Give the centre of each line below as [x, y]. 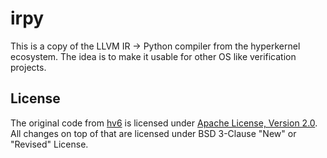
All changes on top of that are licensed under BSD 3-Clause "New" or [153, 133]
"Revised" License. [49, 144]
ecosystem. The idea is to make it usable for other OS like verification [153, 56]
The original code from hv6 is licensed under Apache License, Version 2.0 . [164, 123]
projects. [28, 67]
